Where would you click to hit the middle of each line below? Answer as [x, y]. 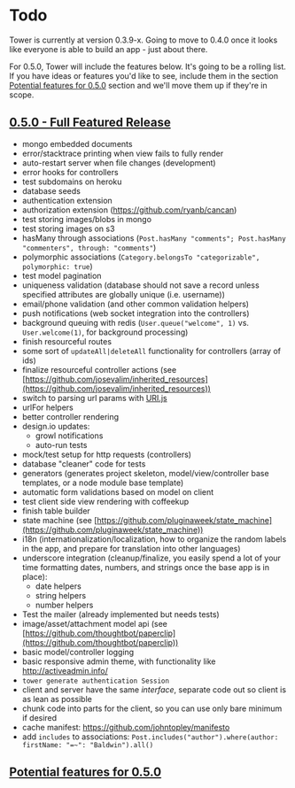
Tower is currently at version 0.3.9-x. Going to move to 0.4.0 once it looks [144, 40]
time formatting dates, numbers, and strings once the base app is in [146, 567]
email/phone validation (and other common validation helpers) [136, 304]
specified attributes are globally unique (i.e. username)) [124, 294]
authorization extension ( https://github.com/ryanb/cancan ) [129, 210]
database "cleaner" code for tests [84, 464]
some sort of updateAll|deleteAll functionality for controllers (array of [151, 351]
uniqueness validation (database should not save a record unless [140, 285]
